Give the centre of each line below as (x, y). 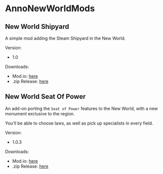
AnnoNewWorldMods (50, 9)
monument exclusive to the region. (40, 113)
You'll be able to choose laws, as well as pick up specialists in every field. (79, 123)
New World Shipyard (37, 27)
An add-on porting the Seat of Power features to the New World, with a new (81, 109)
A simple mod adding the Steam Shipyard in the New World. (65, 38)
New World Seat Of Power (45, 97)
